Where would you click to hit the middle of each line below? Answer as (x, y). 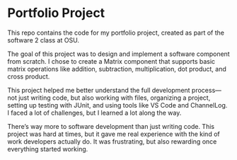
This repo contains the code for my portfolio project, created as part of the (116, 33)
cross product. (29, 76)
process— (206, 90)
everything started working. (48, 149)
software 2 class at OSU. (44, 40)
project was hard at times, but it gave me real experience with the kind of (114, 134)
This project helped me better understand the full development (99, 90)
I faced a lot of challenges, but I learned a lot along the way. (94, 113)
